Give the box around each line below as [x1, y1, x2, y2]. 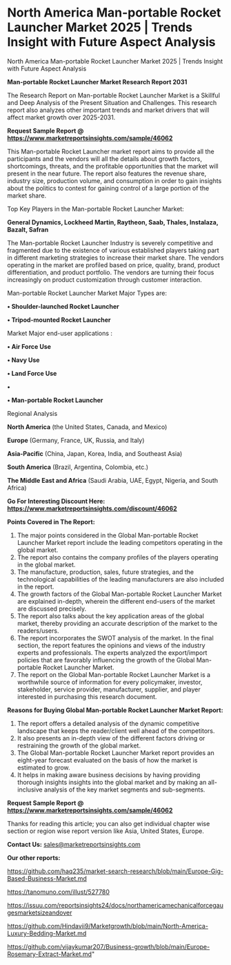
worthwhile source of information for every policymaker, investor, [17, 678, 203, 686]
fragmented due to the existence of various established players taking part [7, 246, 219, 254]
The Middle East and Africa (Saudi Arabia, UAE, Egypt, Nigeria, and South [7, 476, 219, 484]
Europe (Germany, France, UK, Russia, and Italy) [7, 436, 145, 444]
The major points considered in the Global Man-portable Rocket [17, 531, 199, 539]
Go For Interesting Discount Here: [7, 497, 106, 505]
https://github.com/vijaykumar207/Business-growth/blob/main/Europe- [7, 942, 210, 950]
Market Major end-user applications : [7, 329, 112, 337]
